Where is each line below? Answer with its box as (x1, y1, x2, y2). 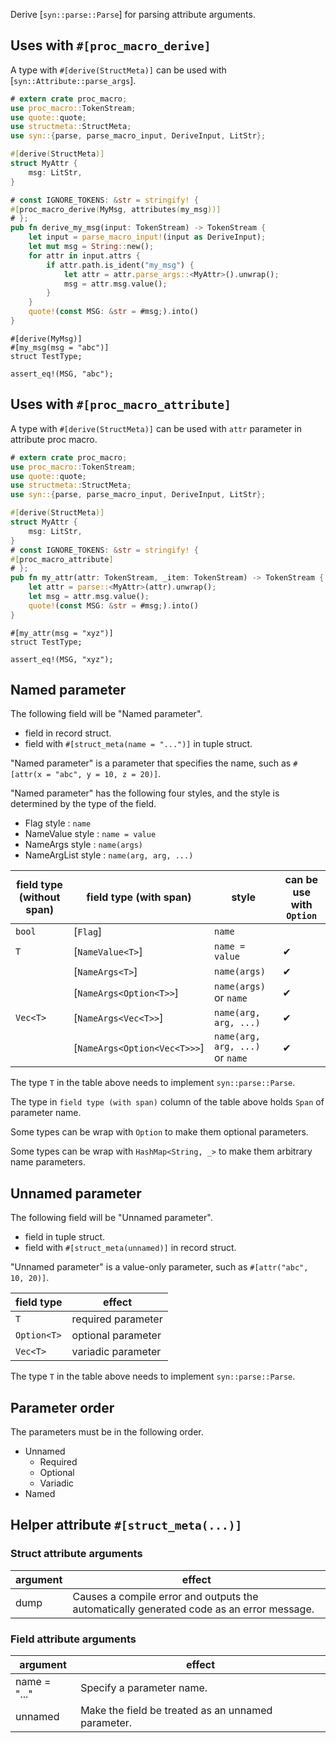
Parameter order (10, 1399, 115, 1416)
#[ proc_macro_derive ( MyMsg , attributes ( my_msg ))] (10, 204, 222, 214)
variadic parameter (71, 1345, 162, 1359)
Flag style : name (24, 817, 92, 829)
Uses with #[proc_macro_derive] (10, 37, 212, 54)
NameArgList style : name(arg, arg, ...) (24, 849, 194, 861)
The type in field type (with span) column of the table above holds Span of (10, 1096, 325, 1108)
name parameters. (10, 1156, 86, 1168)
